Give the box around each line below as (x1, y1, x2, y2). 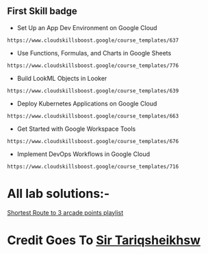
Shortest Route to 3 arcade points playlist (7, 208, 124, 216)
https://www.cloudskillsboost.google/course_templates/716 (7, 163, 179, 170)
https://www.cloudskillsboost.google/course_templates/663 (7, 112, 179, 119)
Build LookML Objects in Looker (16, 74, 107, 82)
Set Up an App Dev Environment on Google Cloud (16, 23, 157, 31)
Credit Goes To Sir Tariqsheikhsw (7, 232, 200, 248)
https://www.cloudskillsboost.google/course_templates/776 (7, 62, 179, 69)
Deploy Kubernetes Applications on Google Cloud (16, 99, 157, 107)
